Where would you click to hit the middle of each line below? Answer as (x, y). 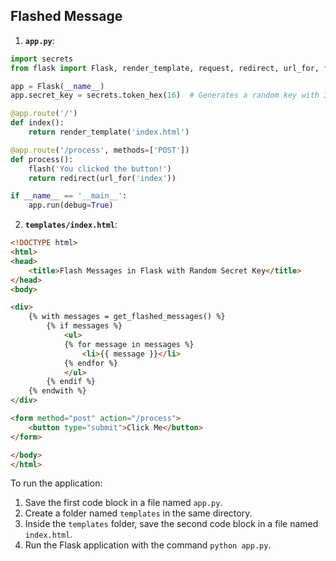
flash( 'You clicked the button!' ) (100, 169)
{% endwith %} (57, 391)
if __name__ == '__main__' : (69, 196)
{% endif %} (71, 382)
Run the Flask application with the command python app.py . (148, 545)
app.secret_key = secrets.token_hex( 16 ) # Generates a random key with (165, 95)
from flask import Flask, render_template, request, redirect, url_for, (165, 68)
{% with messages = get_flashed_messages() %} (127, 317)
